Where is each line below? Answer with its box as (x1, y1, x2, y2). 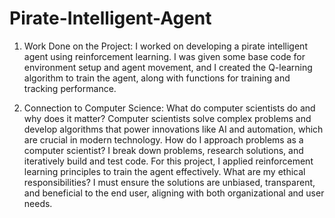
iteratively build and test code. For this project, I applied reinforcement (23, 155, 314, 167)
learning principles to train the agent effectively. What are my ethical (23, 165, 306, 177)
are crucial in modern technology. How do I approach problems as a (23, 133, 304, 146)
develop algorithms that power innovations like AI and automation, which (23, 123, 324, 135)
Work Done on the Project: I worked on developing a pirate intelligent (23, 40, 308, 52)
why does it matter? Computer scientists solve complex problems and (23, 112, 312, 124)
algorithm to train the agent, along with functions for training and (23, 72, 291, 84)
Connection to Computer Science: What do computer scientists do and (23, 102, 316, 114)
